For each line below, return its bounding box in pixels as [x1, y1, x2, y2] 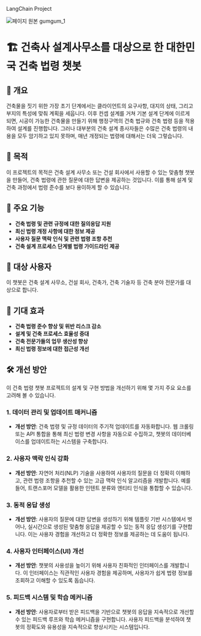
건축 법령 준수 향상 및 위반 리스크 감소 [14, 323, 102, 330]
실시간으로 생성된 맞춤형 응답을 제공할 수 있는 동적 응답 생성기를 [28, 522, 177, 530]
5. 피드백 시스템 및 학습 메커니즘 [6, 593, 93, 602]
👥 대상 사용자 [6, 262, 52, 272]
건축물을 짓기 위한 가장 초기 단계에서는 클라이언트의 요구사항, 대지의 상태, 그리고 [6, 102, 194, 109]
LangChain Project [6, 5, 52, 12]
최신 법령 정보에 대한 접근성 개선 [14, 345, 89, 353]
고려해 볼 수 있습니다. [6, 392, 56, 399]
